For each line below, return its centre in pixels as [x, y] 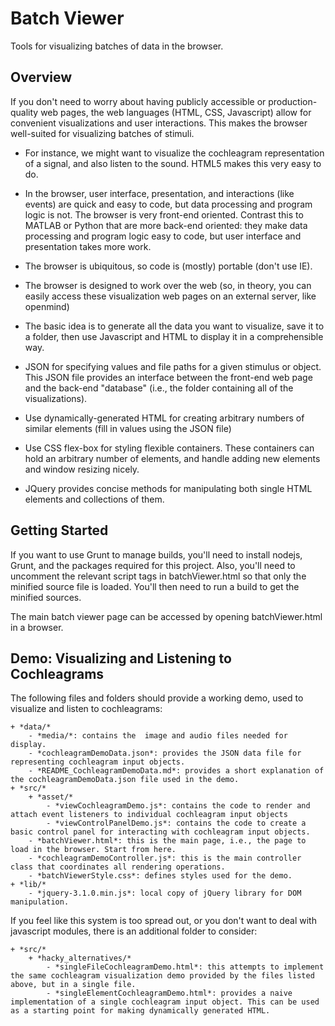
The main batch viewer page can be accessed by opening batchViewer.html [166, 616]
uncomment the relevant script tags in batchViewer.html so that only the [158, 576]
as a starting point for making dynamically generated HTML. [140, 1011]
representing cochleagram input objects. [98, 762]
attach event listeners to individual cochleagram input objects [149, 815]
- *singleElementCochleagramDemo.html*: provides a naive [169, 993]
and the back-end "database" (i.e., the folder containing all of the [159, 388]
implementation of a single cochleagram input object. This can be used [165, 1002]
